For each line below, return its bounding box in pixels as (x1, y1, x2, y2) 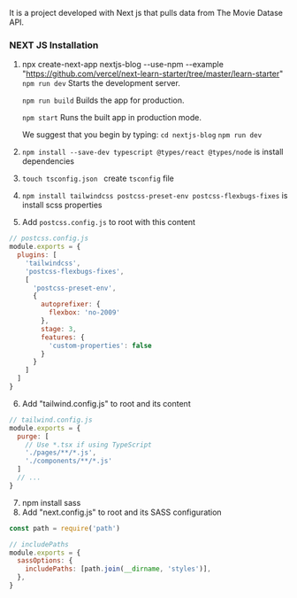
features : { (41, 332, 86, 342)
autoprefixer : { (41, 300, 101, 309)
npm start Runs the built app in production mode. (21, 113, 202, 123)
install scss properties (21, 199, 103, 211)
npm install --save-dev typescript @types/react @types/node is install (21, 146, 285, 158)
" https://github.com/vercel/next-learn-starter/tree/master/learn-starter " (21, 68, 284, 79)
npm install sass (21, 497, 81, 508)
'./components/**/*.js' (25, 456, 113, 466)
